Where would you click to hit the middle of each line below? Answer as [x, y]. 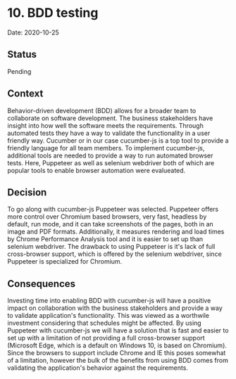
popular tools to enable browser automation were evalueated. [97, 170]
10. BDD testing [53, 13]
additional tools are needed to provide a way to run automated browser [110, 155]
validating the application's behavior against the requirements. [98, 368]
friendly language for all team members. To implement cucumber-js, [106, 148]
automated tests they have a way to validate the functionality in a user [109, 133]
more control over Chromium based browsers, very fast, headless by [107, 217]
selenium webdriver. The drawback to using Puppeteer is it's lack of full [111, 247]
